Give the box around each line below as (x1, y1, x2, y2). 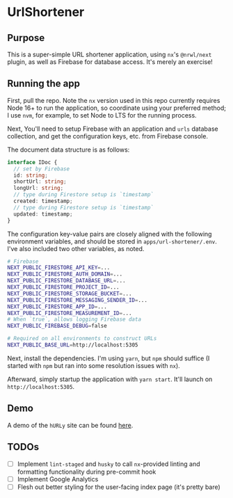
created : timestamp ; (13, 198, 73, 205)
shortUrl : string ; (13, 178, 67, 185)
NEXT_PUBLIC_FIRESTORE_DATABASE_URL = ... (7, 278, 127, 284)
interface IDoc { (7, 159, 58, 166)
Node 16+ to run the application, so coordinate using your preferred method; (7, 104, 226, 112)
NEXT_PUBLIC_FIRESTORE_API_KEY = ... (7, 264, 111, 271)
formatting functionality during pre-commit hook (17, 467, 156, 476)
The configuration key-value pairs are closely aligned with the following (7, 230, 212, 238)
